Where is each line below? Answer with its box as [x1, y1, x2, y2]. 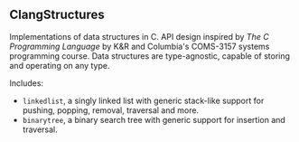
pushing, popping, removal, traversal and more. [22, 104, 200, 116]
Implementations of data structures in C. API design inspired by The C [9, 31, 269, 42]
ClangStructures [9, 7, 106, 23]
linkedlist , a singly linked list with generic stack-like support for [22, 95, 265, 106]
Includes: [9, 77, 43, 89]
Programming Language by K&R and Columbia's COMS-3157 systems [9, 41, 270, 52]
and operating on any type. [9, 60, 110, 71]
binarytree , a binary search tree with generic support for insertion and [22, 114, 286, 125]
